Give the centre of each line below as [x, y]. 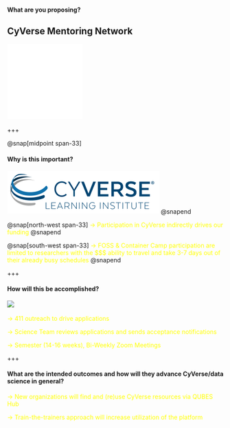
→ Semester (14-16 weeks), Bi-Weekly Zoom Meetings [84, 345]
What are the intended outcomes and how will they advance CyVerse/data [115, 374]
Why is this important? [40, 159]
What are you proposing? [44, 10]
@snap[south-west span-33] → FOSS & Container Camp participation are [111, 245]
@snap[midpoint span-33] [45, 144]
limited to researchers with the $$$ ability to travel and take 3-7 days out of [114, 252]
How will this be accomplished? [53, 289]
